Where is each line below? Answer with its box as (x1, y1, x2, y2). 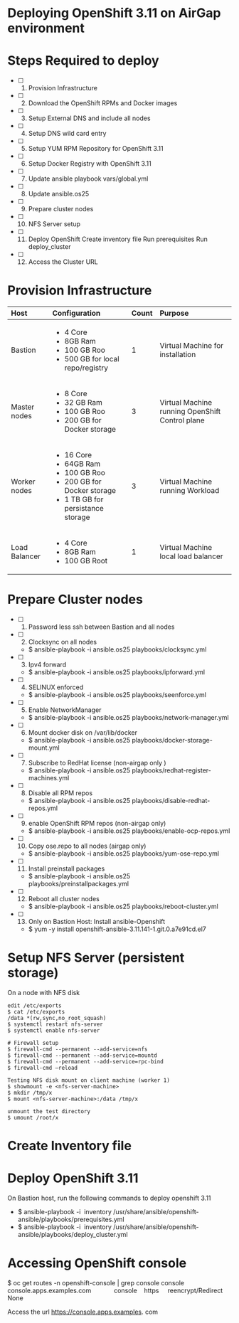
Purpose (159, 308, 189, 318)
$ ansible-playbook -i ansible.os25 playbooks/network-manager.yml (28, 713, 229, 721)
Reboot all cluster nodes (28, 895, 100, 903)
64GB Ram (64, 459, 101, 469)
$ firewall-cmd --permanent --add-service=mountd (7, 1051, 158, 1059)
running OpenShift (159, 407, 221, 417)
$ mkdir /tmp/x (7, 1089, 53, 1096)
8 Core (64, 389, 87, 399)
